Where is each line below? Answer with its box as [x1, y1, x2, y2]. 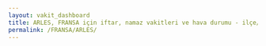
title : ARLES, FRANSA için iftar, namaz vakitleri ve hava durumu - [8, 19, 239, 27]
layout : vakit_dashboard [8, 11, 90, 19]
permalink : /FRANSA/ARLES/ [8, 26, 97, 34]
